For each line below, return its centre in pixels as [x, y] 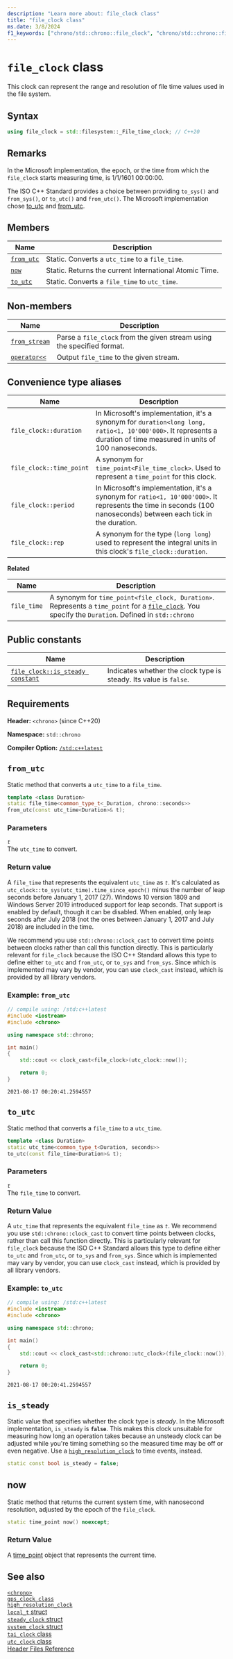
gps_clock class [31, 1599]
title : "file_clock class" [46, 20]
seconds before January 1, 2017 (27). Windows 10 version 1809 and [104, 897]
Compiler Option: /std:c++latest [55, 748]
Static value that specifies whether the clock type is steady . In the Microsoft [116, 1421]
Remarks [27, 154]
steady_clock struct [35, 1619]
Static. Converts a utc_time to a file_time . [115, 259]
